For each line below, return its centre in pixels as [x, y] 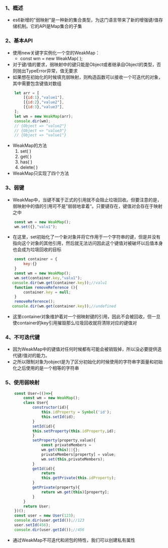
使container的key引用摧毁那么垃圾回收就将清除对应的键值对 [75, 323]
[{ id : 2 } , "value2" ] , [44, 102]
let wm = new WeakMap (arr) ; [44, 116]
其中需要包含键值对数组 [37, 83]
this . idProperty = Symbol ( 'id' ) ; [76, 412]
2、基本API [19, 40]
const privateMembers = [66, 445]
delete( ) [29, 167]
